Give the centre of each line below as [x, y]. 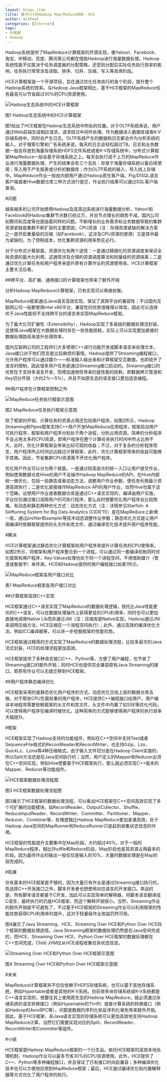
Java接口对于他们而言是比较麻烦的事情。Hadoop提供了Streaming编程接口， [83, 353]
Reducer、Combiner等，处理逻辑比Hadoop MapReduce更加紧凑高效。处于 [82, 819]
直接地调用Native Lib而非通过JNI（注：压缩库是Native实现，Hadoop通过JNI [83, 619]
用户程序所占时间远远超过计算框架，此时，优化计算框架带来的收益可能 [85, 451]
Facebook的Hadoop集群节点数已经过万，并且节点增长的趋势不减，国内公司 [82, 215]
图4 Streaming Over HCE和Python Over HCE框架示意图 [62, 964]
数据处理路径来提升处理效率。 [36, 336]
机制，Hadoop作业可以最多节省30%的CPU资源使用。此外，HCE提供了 [82, 1056]
